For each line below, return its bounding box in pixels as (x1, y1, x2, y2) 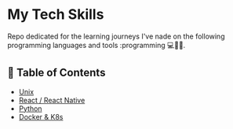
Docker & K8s (18, 112, 64, 121)
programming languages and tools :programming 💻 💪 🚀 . (7, 40, 186, 50)
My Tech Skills (7, 6, 104, 24)
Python (18, 104, 42, 113)
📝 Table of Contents (7, 66, 106, 79)
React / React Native (18, 95, 86, 105)
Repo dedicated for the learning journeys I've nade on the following (7, 31, 225, 41)
